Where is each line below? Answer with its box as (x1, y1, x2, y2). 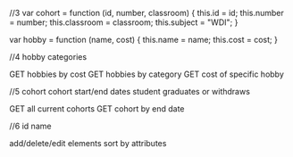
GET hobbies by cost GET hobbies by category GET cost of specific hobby (9, 69, 284, 79)
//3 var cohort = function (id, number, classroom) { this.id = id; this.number (9, 8, 284, 18)
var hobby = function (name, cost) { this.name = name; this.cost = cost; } (9, 35, 279, 45)
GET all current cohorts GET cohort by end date (9, 103, 185, 114)
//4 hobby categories (9, 52, 88, 62)
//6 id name (9, 120, 52, 131)
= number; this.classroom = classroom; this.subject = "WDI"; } (9, 17, 239, 28)
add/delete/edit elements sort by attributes (9, 138, 167, 148)
